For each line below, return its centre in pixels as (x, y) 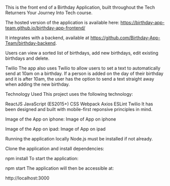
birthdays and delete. (27, 58)
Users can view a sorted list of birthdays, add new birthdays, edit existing (82, 53)
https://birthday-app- (143, 23)
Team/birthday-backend (30, 43)
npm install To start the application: (42, 158)
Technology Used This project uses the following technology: (69, 94)
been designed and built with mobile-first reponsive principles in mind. (79, 109)
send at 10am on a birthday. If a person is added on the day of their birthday (84, 73)
